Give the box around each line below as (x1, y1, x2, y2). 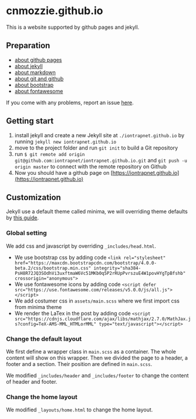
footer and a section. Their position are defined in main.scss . (6, 360, 153, 367)
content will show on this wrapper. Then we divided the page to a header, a (6, 354, 188, 361)
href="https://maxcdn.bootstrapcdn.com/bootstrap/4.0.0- (14, 260, 157, 266)
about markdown (14, 69, 56, 76)
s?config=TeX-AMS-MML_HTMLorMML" (14, 321, 97, 327)
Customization (6, 192, 62, 202)
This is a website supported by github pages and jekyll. (6, 24, 140, 31)
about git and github (14, 75, 64, 82)
